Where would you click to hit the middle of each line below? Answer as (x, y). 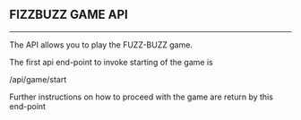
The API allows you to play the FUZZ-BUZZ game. (101, 45)
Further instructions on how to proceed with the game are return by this (141, 97)
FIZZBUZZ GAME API (69, 15)
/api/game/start (38, 79)
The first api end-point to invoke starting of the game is (111, 62)
